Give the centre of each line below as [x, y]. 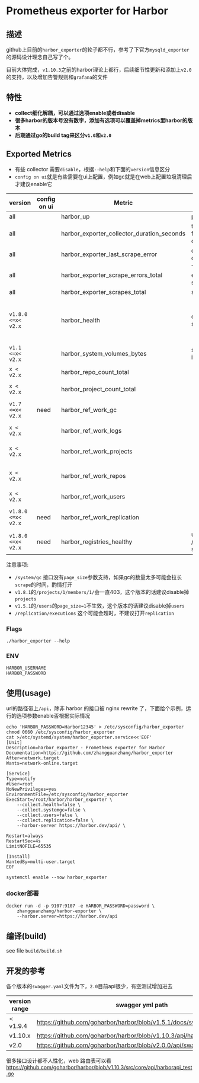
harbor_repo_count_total [95, 372]
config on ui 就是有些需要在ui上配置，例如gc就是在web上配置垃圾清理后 [103, 177]
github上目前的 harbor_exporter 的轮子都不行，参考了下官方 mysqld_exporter [98, 49]
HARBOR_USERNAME [26, 668]
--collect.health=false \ [49, 805]
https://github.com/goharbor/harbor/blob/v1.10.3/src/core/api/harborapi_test [99, 1067]
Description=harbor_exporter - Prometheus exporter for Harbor [86, 748]
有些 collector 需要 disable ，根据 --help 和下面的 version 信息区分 [92, 169]
